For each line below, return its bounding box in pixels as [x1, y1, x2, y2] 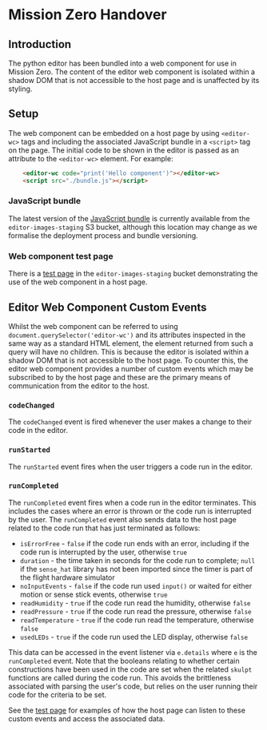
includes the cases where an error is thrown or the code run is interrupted [8, 506, 252, 516]
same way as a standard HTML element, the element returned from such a [8, 338, 253, 348]
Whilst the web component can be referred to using [8, 321, 178, 331]
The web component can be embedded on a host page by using [8, 128, 220, 137]
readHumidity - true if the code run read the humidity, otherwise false [19, 597, 251, 608]
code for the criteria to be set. [8, 689, 107, 700]
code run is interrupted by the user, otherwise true [19, 547, 188, 557]
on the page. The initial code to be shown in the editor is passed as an [8, 145, 240, 155]
